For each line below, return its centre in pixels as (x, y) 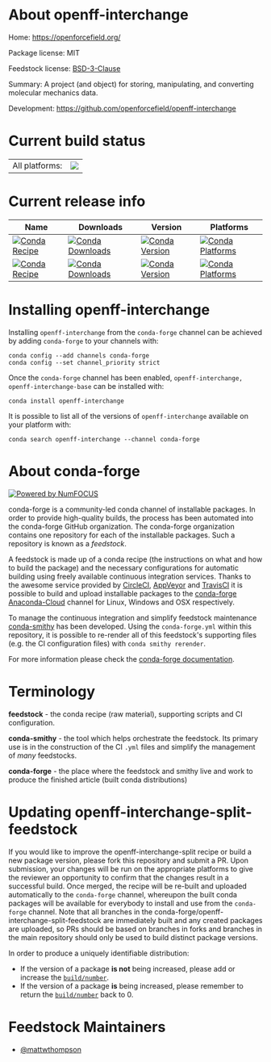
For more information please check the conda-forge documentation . (122, 659)
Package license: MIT (44, 52)
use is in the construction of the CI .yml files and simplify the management (132, 746)
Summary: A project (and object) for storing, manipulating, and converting (131, 84)
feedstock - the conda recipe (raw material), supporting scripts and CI (126, 714)
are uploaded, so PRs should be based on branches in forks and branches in (135, 929)
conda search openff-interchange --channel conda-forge (104, 439)
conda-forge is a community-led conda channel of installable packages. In (132, 509)
